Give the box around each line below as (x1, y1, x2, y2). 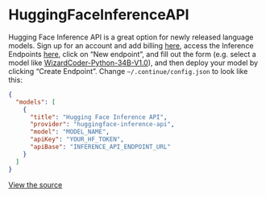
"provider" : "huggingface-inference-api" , (29, 121, 175, 129)
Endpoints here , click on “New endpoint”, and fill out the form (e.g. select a (8, 49, 256, 59)
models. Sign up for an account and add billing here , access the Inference (8, 40, 254, 50)
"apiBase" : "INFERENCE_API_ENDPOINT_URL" (29, 143, 172, 151)
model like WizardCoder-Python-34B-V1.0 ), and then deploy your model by (8, 58, 259, 68)
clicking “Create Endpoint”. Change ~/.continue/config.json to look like (8, 66, 248, 76)
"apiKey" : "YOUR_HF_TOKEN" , (29, 135, 125, 144)
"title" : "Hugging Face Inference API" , (29, 113, 168, 121)
